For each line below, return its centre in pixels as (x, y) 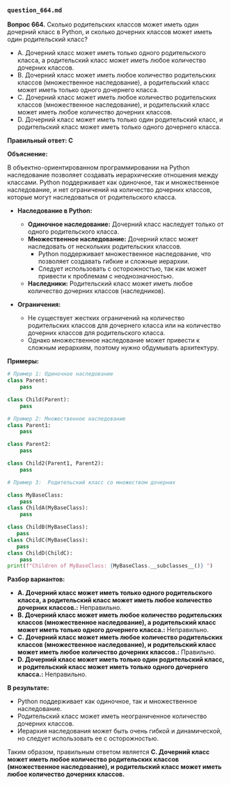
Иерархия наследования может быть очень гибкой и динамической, (120, 731)
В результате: (28, 688)
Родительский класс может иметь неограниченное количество (112, 716)
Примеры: (23, 361)
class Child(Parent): (39, 399)
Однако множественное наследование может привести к (114, 341)
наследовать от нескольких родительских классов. (105, 246)
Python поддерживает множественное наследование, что (125, 254)
